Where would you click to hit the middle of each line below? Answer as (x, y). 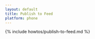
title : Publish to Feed (29, 14)
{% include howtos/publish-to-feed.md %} (48, 32)
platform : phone (21, 18)
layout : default (21, 9)
